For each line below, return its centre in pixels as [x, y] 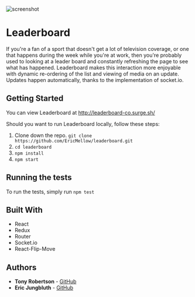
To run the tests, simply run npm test [50, 192]
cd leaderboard [33, 147]
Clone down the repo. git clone [53, 135]
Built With [24, 210]
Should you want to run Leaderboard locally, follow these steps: [83, 124]
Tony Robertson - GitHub [45, 282]
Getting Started [35, 99]
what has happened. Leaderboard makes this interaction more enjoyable [93, 67]
